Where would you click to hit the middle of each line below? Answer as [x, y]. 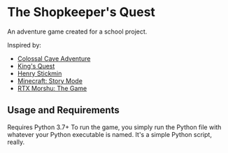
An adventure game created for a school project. [77, 31]
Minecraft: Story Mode [50, 80]
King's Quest [36, 66]
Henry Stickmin [40, 73]
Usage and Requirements [64, 110]
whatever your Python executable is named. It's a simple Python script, [109, 134]
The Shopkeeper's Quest [81, 12]
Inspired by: [24, 45]
